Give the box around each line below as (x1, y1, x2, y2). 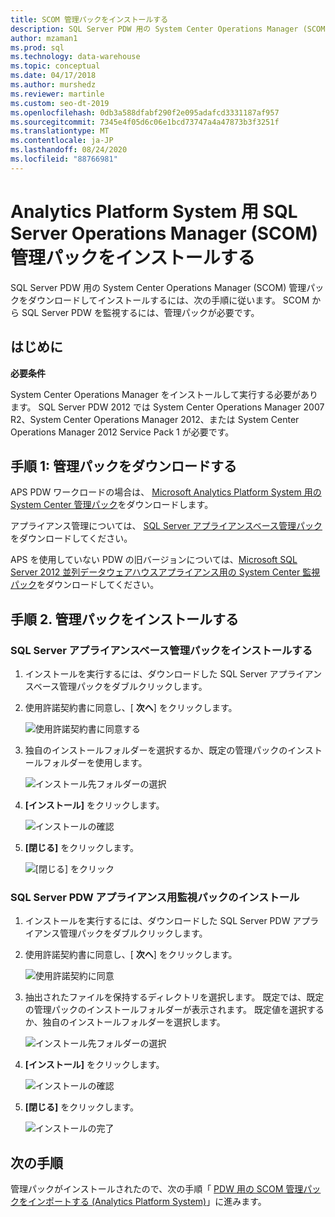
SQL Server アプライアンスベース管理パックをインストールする (10, 643, 313, 657)
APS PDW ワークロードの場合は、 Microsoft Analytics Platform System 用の (10, 486, 322, 498)
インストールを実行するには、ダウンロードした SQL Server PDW (24, 915, 291, 927)
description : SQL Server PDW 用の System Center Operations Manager (10, 24, 299, 34)
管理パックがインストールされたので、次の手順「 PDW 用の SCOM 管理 (10, 1183, 304, 1195)
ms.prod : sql (10, 42, 65, 53)
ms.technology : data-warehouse (10, 52, 141, 62)
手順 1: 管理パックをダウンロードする (10, 457, 238, 475)
